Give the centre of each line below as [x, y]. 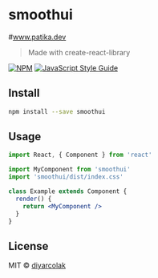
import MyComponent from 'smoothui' [69, 170]
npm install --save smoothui [57, 111]
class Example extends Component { [68, 191]
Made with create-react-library [79, 52]
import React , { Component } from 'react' [80, 155]
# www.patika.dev [37, 37]
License [28, 246]
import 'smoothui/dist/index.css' [66, 177]
